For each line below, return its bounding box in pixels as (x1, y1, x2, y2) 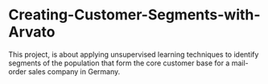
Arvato (8, 23, 56, 41)
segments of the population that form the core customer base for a (8, 58, 230, 68)
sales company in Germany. (27, 66, 121, 76)
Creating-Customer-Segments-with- (8, 6, 261, 24)
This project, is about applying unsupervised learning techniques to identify (8, 49, 259, 59)
